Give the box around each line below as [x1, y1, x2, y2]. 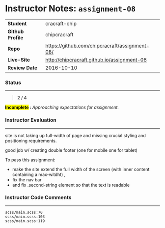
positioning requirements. [5, 138, 57, 143]
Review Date [7, 64, 38, 71]
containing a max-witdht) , [12, 171, 66, 177]
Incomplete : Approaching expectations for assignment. [5, 104, 119, 111]
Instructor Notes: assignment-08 [5, 3, 136, 14]
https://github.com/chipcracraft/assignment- [45, 42, 150, 49]
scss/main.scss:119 [5, 218, 45, 224]
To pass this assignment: [5, 157, 55, 163]
